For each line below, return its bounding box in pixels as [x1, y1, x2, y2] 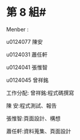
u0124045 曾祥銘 [6, 76, 49, 84]
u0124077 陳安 [6, 38, 43, 45]
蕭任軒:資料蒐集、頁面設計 [6, 127, 72, 135]
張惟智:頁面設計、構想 [6, 115, 61, 122]
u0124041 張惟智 [6, 64, 48, 71]
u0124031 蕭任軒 [6, 50, 48, 58]
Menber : [6, 25, 29, 33]
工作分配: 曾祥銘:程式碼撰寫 [6, 89, 75, 96]
